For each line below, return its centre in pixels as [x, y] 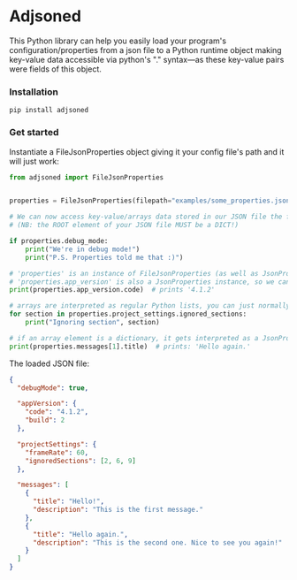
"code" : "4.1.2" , [57, 412]
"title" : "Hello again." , [80, 534]
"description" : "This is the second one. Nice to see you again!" [157, 542]
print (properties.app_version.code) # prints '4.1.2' [112, 290]
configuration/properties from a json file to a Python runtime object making [145, 50]
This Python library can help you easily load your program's [118, 41]
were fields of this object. [55, 69]
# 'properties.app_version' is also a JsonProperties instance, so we [142, 282]
